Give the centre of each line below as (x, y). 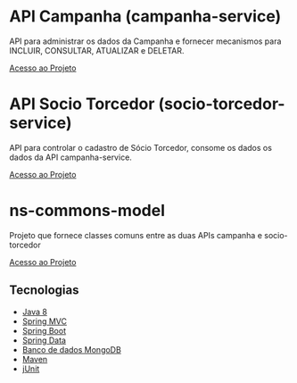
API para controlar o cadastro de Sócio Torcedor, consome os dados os (140, 147)
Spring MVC (45, 321)
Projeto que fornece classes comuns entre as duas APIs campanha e (136, 235)
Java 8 (34, 312)
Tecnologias (44, 291)
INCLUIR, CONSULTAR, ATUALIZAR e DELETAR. (97, 50)
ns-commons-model (87, 211)
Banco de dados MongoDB (72, 349)
